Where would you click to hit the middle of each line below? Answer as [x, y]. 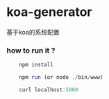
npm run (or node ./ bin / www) [61, 78]
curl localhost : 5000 [49, 90]
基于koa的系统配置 [33, 32]
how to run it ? [31, 51]
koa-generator [49, 12]
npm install [36, 65]
